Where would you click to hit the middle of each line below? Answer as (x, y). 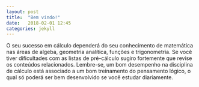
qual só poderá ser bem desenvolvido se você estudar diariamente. (90, 77)
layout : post (23, 12)
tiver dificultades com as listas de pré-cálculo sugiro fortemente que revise (99, 58)
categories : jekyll (31, 28)
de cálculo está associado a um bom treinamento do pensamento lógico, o (99, 71)
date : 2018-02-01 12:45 (38, 23)
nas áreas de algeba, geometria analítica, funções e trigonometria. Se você (99, 52)
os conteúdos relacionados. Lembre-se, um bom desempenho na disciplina (100, 65)
